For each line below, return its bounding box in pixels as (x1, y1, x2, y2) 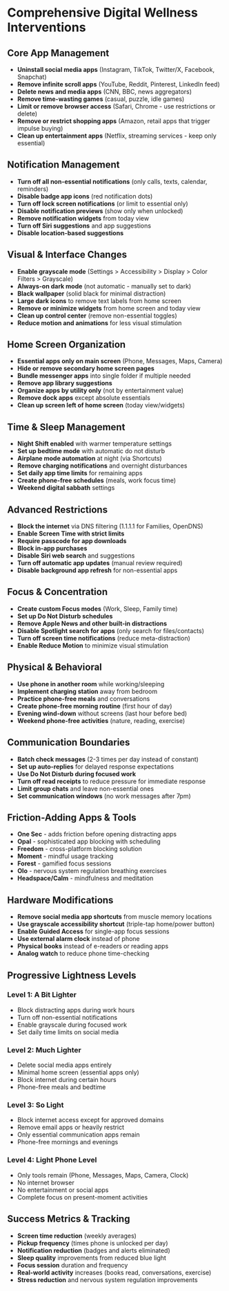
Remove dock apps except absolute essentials (17, 394, 150, 402)
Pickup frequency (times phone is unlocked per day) (17, 1238, 168, 1247)
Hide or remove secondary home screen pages (17, 365, 155, 373)
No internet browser (17, 1178, 74, 1187)
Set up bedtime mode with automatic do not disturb (17, 447, 166, 455)
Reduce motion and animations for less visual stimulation (17, 318, 182, 327)
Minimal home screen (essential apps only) (17, 1068, 139, 1077)
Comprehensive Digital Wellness (7, 5, 198, 21)
